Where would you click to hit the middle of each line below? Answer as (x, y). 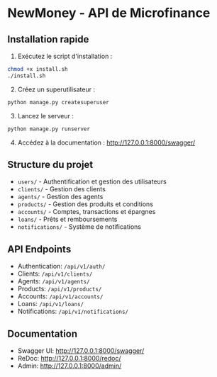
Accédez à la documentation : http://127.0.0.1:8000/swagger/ (106, 142)
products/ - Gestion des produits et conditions (85, 204)
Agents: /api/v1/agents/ (54, 281)
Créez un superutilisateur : (56, 89)
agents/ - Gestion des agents (60, 197)
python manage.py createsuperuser (59, 102)
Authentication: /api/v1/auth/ (61, 266)
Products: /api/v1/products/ (60, 289)
